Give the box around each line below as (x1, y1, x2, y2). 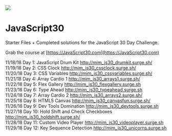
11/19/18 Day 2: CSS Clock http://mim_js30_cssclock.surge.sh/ (5, 65, 137, 71)
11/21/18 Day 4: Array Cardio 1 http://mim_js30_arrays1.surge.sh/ (5, 75, 140, 82)
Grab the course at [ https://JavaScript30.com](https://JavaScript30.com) (5, 49, 160, 55)
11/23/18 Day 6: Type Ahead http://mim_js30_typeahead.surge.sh (5, 86, 142, 92)
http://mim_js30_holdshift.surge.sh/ (5, 113, 80, 120)
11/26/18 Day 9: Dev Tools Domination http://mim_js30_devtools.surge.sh (5, 103, 159, 109)
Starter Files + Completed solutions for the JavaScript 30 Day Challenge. (5, 39, 159, 46)
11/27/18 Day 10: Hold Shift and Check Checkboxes (5, 108, 113, 114)
